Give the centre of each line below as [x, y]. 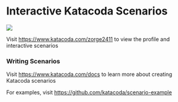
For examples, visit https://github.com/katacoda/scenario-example [89, 92]
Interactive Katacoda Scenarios [87, 11]
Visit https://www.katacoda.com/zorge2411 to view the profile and [88, 39]
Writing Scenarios [33, 61]
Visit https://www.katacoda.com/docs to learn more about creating [89, 74]
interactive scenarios [32, 45]
